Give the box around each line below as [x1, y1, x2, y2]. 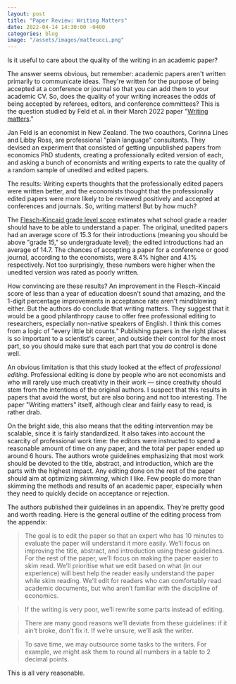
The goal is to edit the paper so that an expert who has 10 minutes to [24, 532, 224, 540]
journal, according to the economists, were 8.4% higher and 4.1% [7, 253, 197, 262]
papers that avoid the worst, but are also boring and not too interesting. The [7, 393, 228, 402]
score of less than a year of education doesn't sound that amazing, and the [7, 289, 225, 298]
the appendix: [7, 518, 48, 527]
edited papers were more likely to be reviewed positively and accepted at [7, 195, 220, 203]
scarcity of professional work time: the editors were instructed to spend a [7, 437, 221, 445]
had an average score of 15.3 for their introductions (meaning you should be [7, 231, 228, 239]
